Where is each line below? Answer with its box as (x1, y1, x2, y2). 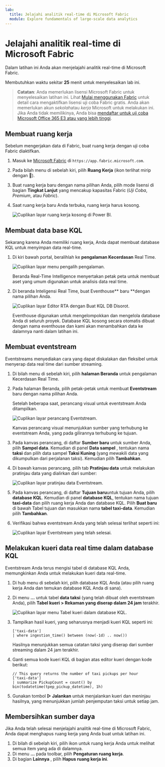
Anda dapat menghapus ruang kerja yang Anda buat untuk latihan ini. (5, 731, 146, 737)
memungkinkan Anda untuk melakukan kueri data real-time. (5, 570, 127, 576)
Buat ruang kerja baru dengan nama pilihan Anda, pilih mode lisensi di (12, 182, 154, 188)
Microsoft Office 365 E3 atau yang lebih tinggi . (17, 115, 112, 121)
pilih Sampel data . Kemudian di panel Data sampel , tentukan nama (12, 445, 149, 451)
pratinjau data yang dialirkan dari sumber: (12, 470, 97, 476)
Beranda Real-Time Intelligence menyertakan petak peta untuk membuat (12, 273, 160, 279)
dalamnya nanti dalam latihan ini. (12, 328, 79, 334)
